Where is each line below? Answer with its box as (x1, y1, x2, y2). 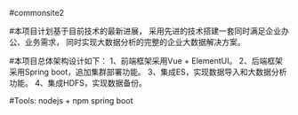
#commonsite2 (9, 8, 65, 18)
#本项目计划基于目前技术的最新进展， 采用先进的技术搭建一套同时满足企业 (9, 26, 282, 36)
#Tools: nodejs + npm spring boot (9, 96, 133, 105)
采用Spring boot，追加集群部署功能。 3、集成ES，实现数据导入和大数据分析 (9, 66, 287, 77)
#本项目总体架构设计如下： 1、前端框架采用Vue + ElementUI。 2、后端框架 (9, 56, 283, 65)
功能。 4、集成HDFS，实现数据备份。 (9, 78, 147, 88)
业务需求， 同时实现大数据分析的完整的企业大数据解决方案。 (24, 37, 246, 47)
